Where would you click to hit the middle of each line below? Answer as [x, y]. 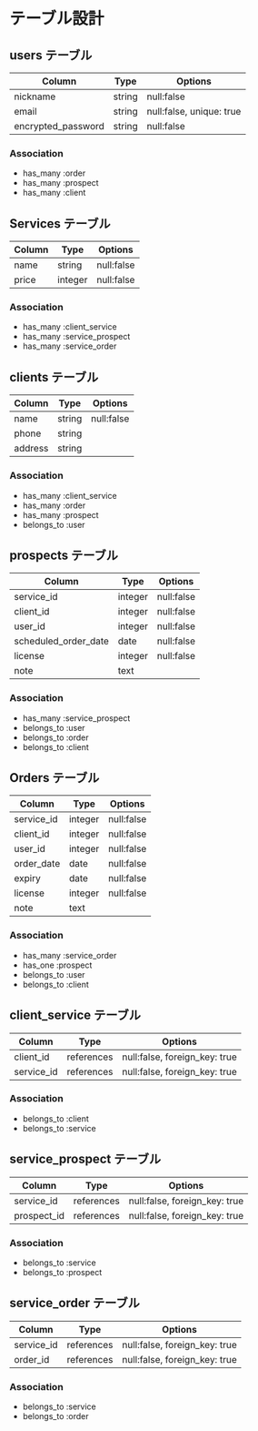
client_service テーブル [75, 1015]
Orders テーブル [55, 778]
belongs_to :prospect [62, 1272]
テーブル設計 [57, 19]
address [31, 449]
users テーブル [51, 55]
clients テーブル [54, 377]
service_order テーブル [75, 1303]
